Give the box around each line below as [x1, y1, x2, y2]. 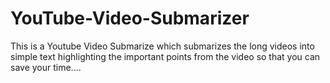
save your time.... [10, 61, 82, 73]
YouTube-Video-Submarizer [10, 7, 250, 30]
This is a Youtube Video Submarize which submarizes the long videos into [10, 40, 315, 52]
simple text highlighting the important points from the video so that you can [10, 50, 321, 62]
